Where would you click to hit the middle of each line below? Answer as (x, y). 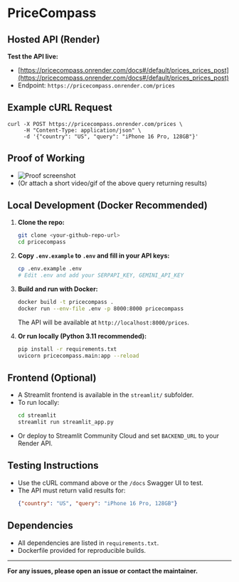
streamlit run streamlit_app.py (65, 422)
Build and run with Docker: (58, 289)
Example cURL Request (60, 108)
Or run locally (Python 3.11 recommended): (82, 336)
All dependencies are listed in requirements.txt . (88, 543)
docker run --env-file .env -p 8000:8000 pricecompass (101, 308)
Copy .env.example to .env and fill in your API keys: (94, 256)
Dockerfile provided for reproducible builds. (82, 550)
